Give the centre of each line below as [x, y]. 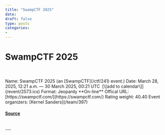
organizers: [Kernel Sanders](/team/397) [46, 102]
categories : [17, 28]
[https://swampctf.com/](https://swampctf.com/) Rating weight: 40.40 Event [83, 97]
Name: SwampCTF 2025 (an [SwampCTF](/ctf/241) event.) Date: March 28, [82, 81]
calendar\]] [132, 86]
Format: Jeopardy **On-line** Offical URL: [85, 91]
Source [13, 113]
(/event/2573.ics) [23, 91]
